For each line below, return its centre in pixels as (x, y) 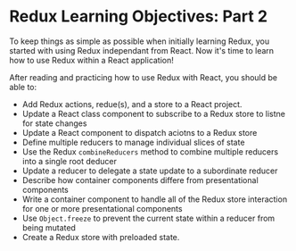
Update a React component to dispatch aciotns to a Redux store (140, 132)
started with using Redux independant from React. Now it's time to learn (142, 50)
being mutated (49, 227)
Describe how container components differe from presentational (140, 180)
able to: (23, 87)
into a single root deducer (70, 161)
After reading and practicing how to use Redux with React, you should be (144, 77)
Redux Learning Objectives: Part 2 (139, 17)
